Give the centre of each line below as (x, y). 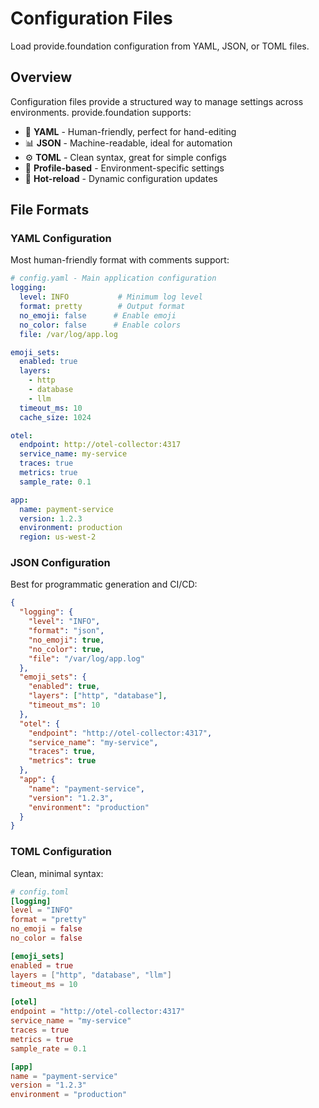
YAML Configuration (61, 239)
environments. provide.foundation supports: (101, 112)
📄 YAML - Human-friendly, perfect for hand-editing (130, 131)
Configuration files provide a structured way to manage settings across (157, 101)
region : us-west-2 (58, 537)
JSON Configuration (60, 563)
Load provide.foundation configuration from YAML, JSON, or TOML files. (160, 46)
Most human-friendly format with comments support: (120, 260)
